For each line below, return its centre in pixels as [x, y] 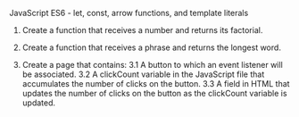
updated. [39, 103]
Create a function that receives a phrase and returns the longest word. [151, 47]
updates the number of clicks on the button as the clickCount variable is [154, 93]
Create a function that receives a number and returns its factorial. [142, 30]
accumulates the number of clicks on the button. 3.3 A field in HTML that [156, 84]
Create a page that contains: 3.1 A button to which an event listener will [152, 65]
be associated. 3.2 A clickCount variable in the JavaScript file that [143, 74]
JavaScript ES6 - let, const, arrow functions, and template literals [129, 13]
